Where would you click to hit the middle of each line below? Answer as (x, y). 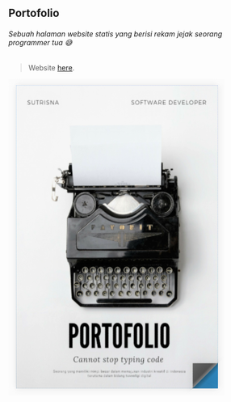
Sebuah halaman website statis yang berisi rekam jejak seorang (115, 34)
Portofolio (34, 13)
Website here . (51, 67)
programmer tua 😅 (40, 42)
